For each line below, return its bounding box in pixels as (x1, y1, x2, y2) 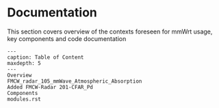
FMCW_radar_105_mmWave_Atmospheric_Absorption (7, 77, 142, 85)
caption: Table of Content (7, 53, 84, 61)
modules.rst (7, 96, 41, 103)
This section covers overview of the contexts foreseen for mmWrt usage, (7, 27, 213, 36)
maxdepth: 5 (7, 59, 41, 66)
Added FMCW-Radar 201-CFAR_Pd (7, 83, 94, 90)
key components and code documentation (7, 34, 127, 42)
